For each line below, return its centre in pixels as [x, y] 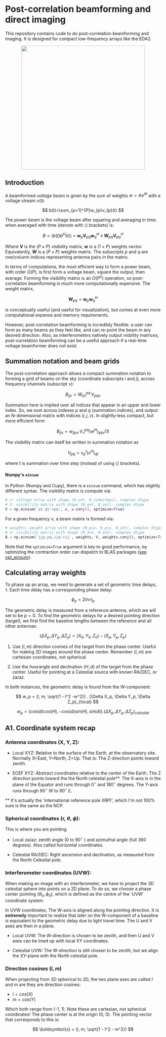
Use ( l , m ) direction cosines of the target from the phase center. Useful [84, 647]
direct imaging [35, 20]
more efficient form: [25, 421]
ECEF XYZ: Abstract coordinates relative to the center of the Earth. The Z [86, 773]
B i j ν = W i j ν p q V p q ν [83, 394]
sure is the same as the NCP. [35, 805]
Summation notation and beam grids [62, 361]
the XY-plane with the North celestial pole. [55, 956]
